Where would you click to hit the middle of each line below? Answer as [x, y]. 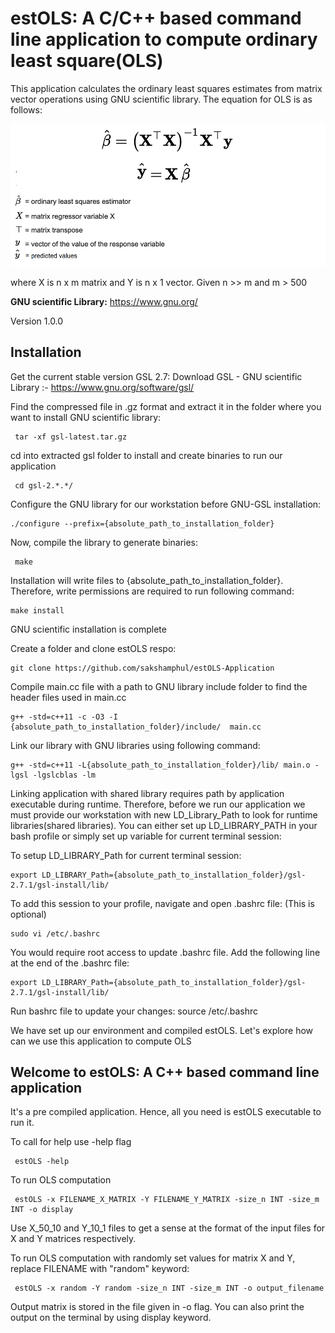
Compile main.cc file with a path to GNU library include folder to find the [159, 686]
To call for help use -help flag [71, 1142]
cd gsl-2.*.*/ [44, 485]
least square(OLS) [87, 61]
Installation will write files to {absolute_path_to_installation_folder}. [147, 580]
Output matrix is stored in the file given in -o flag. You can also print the [157, 1307]
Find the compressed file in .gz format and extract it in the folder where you [166, 406]
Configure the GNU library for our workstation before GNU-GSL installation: [166, 504]
